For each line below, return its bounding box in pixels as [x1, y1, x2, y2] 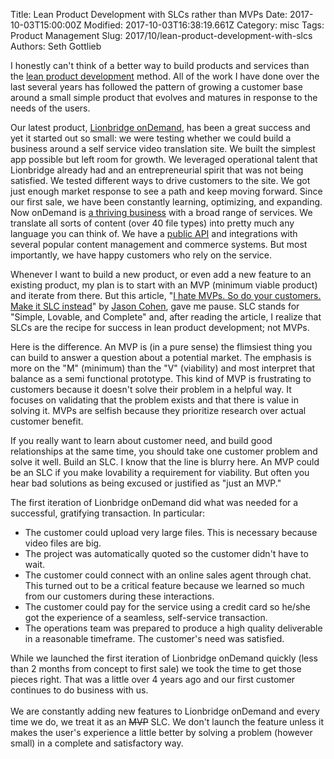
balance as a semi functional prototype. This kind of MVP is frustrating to [10, 373, 312, 384]
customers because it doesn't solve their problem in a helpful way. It [10, 384, 292, 395]
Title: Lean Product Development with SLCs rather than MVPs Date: [10, 9, 288, 20]
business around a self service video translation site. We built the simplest [10, 143, 316, 154]
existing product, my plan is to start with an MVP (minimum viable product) [10, 279, 318, 291]
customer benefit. [10, 415, 84, 427]
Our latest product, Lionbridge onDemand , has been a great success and [10, 122, 311, 133]
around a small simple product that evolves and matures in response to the [10, 92, 318, 103]
